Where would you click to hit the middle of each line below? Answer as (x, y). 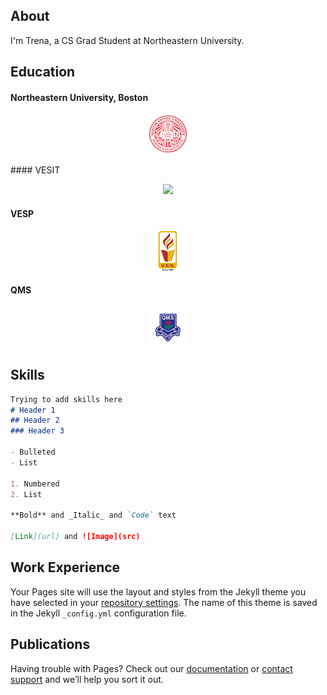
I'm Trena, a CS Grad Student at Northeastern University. (127, 40)
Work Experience (65, 567)
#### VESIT (35, 170)
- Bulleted (33, 452)
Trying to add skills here (66, 399)
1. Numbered (35, 484)
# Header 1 (33, 410)
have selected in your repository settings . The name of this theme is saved (164, 602)
